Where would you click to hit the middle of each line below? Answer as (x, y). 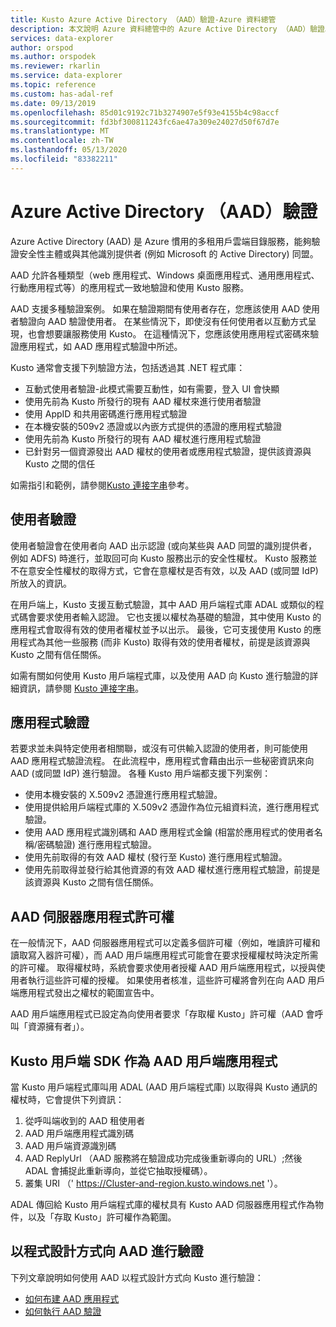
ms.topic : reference (53, 85)
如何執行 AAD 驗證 (63, 1311)
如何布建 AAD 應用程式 (72, 1298)
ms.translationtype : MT (60, 131)
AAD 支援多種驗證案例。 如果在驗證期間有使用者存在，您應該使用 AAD (155, 308)
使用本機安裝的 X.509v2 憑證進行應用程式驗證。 (123, 795)
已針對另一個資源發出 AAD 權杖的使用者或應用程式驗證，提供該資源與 (168, 451)
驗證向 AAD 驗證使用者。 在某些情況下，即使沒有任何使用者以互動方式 (163, 321)
